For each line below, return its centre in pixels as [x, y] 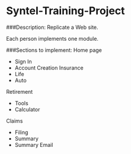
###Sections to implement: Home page [54, 50]
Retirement [20, 91]
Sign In [23, 61]
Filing [21, 132]
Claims [15, 121]
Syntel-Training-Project [66, 11]
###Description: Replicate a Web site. [52, 27]
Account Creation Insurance [49, 68]
